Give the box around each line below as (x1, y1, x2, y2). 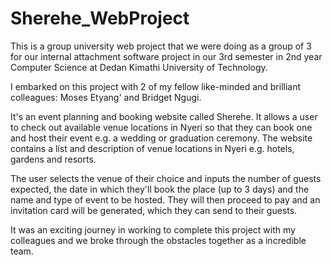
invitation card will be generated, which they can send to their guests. (10, 204, 298, 216)
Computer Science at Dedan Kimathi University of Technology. (10, 61, 268, 73)
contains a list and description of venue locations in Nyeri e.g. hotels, (10, 142, 295, 154)
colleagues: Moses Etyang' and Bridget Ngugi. (10, 91, 202, 103)
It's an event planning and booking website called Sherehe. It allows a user (10, 110, 318, 122)
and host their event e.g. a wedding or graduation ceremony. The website (10, 132, 313, 144)
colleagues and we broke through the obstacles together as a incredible (10, 234, 307, 246)
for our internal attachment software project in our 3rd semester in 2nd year (10, 50, 323, 62)
